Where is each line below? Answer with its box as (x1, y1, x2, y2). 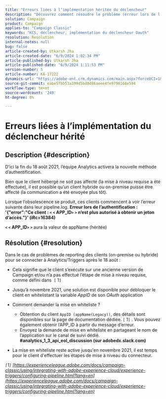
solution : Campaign (5, 16, 45, 21)
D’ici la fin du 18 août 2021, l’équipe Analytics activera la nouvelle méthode (5, 164, 157, 170)
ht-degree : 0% (5, 95, 35, 100)
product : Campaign (5, 21, 43, 26)
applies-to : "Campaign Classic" (5, 26, 72, 31)
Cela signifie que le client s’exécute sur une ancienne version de (12, 267, 143, 273)
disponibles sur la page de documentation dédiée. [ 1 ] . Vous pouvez (19, 317, 161, 323)
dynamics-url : (5, 76, 35, 81)
